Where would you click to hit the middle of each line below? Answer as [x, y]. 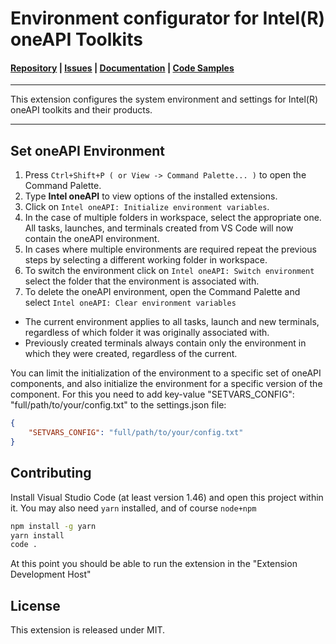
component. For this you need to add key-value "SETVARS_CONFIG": [152, 394]
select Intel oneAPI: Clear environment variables [130, 303]
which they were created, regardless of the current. [131, 354]
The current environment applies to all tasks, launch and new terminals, [172, 322]
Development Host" [51, 574]
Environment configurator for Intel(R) [168, 18]
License [35, 605]
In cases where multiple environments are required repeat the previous [170, 249]
